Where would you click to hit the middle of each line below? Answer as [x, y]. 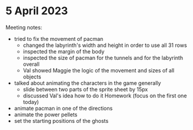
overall [31, 64]
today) [31, 102]
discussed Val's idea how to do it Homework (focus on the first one [105, 96]
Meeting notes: [24, 27]
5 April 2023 [37, 11]
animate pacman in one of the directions [63, 108]
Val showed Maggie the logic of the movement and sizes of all [99, 70]
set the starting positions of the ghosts [61, 121]
